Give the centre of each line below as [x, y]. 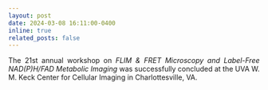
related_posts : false [44, 38]
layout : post [30, 16]
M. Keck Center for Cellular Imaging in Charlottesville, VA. [103, 77]
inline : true [30, 30]
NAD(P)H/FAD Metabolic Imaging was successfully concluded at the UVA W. [134, 69]
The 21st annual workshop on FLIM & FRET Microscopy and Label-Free [134, 61]
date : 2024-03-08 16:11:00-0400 [62, 23]
